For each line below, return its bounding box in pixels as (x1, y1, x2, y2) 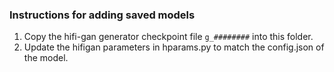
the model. (23, 52, 69, 64)
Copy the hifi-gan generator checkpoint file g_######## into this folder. (23, 31, 314, 43)
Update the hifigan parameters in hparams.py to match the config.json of (23, 41, 325, 53)
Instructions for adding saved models (9, 8, 196, 22)
